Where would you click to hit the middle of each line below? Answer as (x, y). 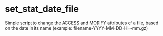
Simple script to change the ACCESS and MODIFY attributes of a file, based (82, 23)
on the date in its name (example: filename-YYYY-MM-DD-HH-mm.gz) (77, 28)
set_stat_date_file (42, 9)
